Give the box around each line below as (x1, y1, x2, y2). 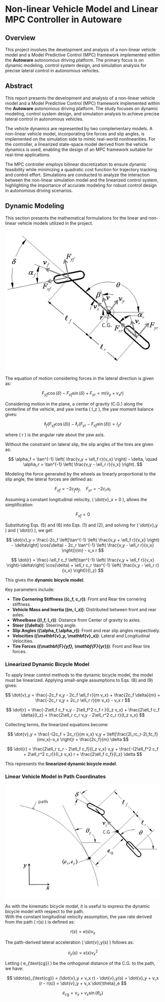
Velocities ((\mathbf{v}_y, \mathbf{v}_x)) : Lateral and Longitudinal (12, 632, 150, 638)
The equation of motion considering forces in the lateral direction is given (5, 375, 154, 381)
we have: (5, 965, 24, 971)
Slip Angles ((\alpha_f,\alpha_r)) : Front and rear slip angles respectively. (12, 628, 161, 633)
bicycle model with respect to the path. (5, 908, 85, 914)
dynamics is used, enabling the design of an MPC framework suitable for (5, 147, 153, 152)
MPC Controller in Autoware (5, 14, 122, 25)
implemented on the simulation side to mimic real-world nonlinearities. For (5, 136, 156, 142)
